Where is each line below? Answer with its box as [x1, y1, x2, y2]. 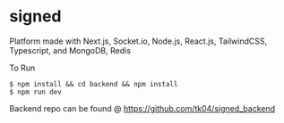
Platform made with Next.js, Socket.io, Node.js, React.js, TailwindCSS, [9, 36, 268, 46]
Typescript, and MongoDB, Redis [9, 45, 132, 55]
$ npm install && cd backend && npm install [9, 79, 178, 88]
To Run [9, 62, 36, 73]
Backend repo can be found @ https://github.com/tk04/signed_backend [9, 102, 276, 113]
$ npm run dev [9, 87, 63, 96]
